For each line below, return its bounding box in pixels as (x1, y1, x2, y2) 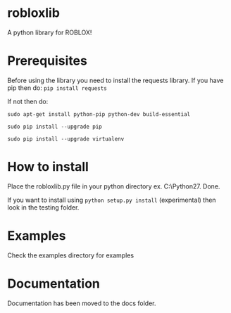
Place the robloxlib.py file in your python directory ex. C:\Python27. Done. (7, 181, 220, 191)
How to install (7, 159, 89, 175)
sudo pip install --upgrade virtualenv (7, 135, 125, 142)
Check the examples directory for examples (7, 251, 135, 260)
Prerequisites (7, 53, 88, 69)
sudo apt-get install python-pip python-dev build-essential (7, 110, 191, 117)
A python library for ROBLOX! (7, 28, 92, 37)
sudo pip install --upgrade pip (7, 123, 102, 130)
